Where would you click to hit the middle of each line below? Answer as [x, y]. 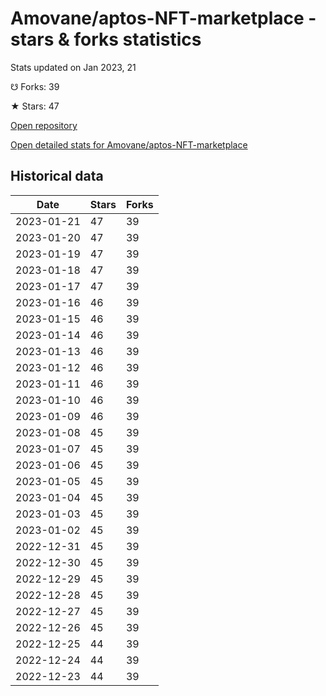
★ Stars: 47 [35, 106]
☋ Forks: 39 [35, 86]
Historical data [57, 176]
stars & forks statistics [106, 39]
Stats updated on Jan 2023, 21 [73, 67]
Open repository [44, 125]
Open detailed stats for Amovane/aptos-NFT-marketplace [129, 144]
